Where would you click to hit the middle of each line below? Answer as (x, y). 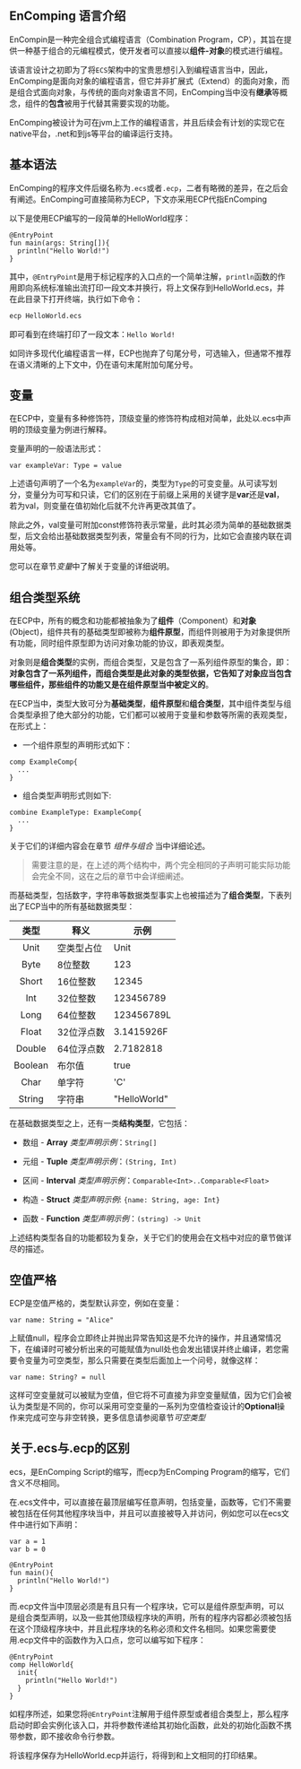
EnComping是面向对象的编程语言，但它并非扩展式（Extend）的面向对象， (146, 81)
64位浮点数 (81, 1049)
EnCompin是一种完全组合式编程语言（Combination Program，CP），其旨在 (146, 39)
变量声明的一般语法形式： (56, 449)
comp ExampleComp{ (43, 762)
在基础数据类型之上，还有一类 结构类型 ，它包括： (99, 1123)
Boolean (31, 1065)
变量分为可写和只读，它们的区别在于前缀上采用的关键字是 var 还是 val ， (155, 495)
